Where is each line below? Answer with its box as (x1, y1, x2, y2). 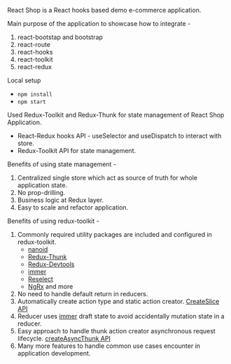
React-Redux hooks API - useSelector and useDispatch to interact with (17, 132, 222, 140)
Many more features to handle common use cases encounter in (17, 342, 201, 350)
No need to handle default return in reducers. (17, 290, 148, 298)
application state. (17, 181, 68, 189)
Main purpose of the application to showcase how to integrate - (7, 20, 191, 27)
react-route (17, 41, 51, 48)
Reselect (27, 275, 54, 283)
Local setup (7, 76, 41, 85)
